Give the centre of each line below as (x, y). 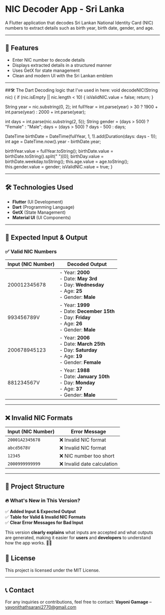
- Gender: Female (80, 362)
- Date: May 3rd (78, 279)
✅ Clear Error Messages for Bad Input (44, 522)
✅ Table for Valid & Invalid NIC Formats (45, 517)
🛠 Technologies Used (39, 187)
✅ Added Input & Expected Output (41, 511)
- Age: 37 (71, 389)
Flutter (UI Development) (38, 202)
